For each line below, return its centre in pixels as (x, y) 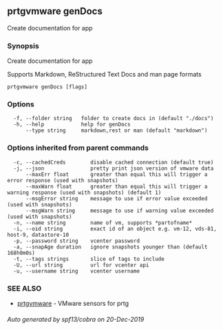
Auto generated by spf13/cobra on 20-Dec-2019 (76, 319)
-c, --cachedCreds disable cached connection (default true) (114, 162)
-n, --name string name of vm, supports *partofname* (103, 223)
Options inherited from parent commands (78, 148)
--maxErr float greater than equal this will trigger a (116, 174)
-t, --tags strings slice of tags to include (89, 259)
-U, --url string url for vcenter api (81, 265)
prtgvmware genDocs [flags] (47, 87)
